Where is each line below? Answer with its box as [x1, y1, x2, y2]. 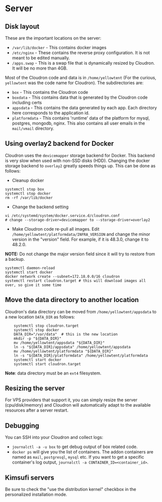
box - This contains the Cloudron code [12, 90, 88, 95]
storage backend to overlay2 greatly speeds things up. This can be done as [5, 162, 156, 168]
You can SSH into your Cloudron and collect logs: [5, 434, 103, 440]
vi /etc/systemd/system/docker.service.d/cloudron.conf [5, 213, 120, 218]
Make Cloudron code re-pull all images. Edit [12, 226, 100, 232]
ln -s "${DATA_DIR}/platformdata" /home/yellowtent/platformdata [14, 353, 148, 358]
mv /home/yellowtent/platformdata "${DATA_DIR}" [14, 349, 114, 354]
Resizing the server [5, 384, 65, 393]
